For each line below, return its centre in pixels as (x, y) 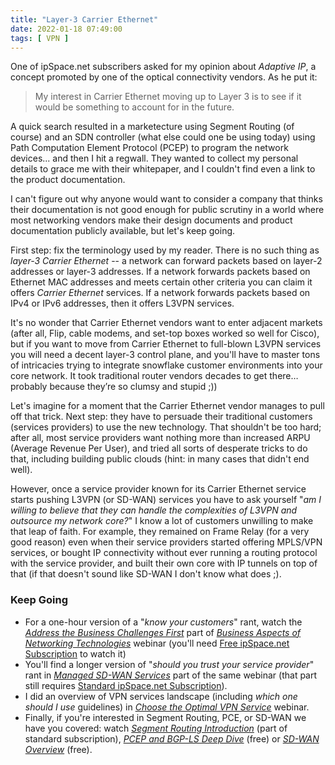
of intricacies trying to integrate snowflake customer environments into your (166, 365)
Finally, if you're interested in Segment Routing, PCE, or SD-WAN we (165, 717)
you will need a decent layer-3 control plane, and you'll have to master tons (165, 355)
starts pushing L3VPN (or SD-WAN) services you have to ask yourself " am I (166, 500)
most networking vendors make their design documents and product (151, 220)
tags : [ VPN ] (40, 38)
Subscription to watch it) (75, 653)
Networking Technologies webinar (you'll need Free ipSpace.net (157, 643)
